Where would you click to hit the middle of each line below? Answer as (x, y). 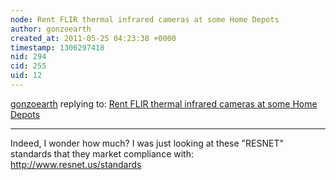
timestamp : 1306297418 (57, 47)
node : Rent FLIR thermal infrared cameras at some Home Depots (145, 19)
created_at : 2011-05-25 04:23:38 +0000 (93, 38)
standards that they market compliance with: (102, 153)
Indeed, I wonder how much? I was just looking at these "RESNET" (147, 143)
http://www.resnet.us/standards (76, 164)
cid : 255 (28, 66)
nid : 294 (28, 57)
